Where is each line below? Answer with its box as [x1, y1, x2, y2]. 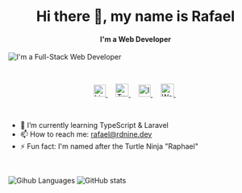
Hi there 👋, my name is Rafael [35, 7, 236, 26]
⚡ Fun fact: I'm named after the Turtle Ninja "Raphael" [19, 142, 199, 151]
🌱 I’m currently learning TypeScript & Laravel [19, 121, 169, 130]
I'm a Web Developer [99, 34, 172, 43]
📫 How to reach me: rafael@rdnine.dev [19, 129, 152, 139]
